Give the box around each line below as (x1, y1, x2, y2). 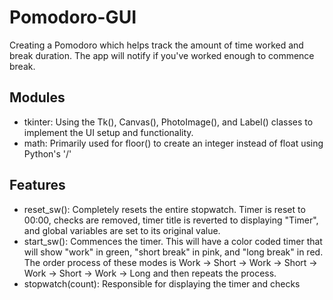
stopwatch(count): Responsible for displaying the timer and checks (23, 277, 301, 290)
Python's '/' (23, 147, 72, 160)
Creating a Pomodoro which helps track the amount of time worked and (9, 39, 304, 51)
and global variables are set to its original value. (23, 224, 221, 236)
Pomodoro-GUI (9, 6, 137, 29)
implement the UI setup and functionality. (23, 126, 194, 138)
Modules (9, 89, 66, 106)
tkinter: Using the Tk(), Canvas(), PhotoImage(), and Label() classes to (23, 116, 314, 128)
